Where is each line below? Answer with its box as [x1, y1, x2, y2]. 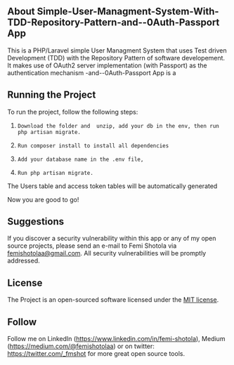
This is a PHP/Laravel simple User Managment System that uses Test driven [7, 46, 227, 55]
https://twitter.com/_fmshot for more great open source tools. [7, 350, 185, 358]
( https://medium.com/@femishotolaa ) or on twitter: [7, 342, 155, 350]
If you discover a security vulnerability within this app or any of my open [7, 234, 216, 243]
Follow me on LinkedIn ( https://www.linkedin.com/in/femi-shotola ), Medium [7, 335, 226, 343]
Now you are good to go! [7, 195, 79, 204]
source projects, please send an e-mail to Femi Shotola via [7, 241, 177, 250]
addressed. [7, 256, 40, 265]
